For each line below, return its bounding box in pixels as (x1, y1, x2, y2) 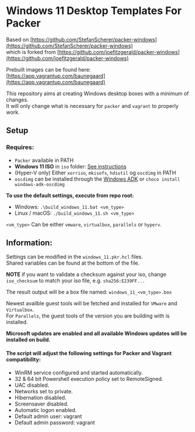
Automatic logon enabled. (14, 406, 77, 413)
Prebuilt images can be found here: (6, 66, 91, 73)
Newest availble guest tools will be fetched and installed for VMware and (6, 300, 177, 307)
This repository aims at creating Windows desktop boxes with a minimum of (6, 90, 189, 97)
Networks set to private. (14, 387, 73, 394)
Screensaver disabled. (14, 400, 69, 407)
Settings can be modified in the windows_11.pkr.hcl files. (6, 254, 143, 261)
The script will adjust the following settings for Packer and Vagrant (6, 350, 172, 357)
